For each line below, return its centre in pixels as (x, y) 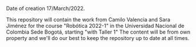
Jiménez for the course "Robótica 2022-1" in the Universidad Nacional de (95, 26)
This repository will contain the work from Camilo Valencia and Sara (88, 19)
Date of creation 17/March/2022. (46, 8)
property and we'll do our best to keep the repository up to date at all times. (98, 38)
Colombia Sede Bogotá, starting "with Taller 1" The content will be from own (98, 32)
